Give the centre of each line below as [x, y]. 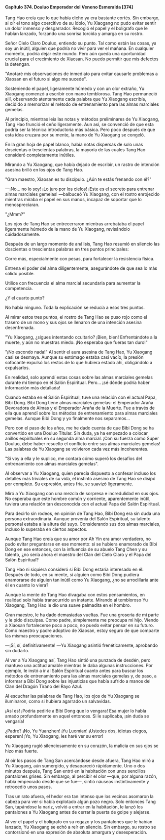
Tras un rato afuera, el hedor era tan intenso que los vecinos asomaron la [79, 797]
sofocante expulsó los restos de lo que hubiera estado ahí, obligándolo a [79, 363]
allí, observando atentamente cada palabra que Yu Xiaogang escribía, [76, 99]
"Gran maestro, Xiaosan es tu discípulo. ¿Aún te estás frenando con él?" [78, 179]
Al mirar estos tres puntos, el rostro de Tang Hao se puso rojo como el [76, 317]
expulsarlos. [17, 368]
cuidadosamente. [23, 234]
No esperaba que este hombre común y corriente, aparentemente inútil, [78, 499]
